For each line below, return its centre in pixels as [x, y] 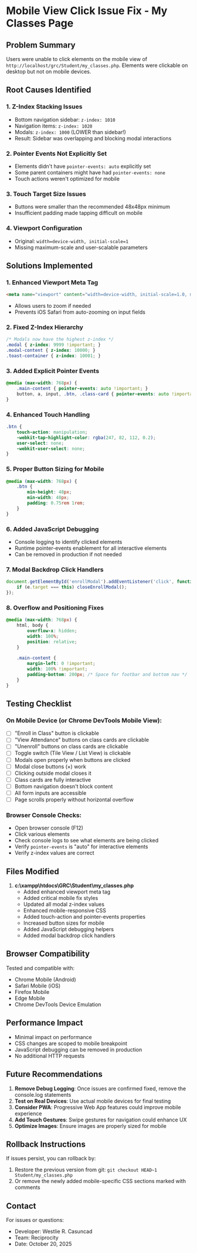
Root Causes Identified [49, 90]
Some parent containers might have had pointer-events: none [90, 172]
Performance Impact [45, 1023]
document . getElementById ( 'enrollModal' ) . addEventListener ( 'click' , [90, 582]
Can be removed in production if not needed [68, 554]
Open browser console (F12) [49, 828]
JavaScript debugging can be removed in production [78, 1049]
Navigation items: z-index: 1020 [53, 126]
